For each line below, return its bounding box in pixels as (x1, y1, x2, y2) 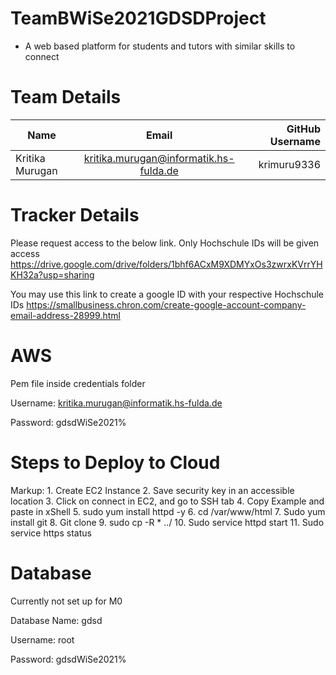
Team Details (10, 86, 122, 109)
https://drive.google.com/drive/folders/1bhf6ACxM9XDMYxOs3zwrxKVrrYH (10, 258, 323, 270)
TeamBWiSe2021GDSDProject (10, 7, 267, 30)
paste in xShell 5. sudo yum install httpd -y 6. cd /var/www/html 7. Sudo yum (10, 505, 326, 517)
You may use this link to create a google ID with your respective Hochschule (10, 288, 325, 300)
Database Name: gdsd (10, 614, 103, 626)
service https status (10, 527, 92, 539)
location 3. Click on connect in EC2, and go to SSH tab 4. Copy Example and (10, 495, 325, 507)
